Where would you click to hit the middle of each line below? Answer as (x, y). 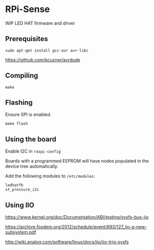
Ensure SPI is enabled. (28, 114)
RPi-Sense (28, 9)
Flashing (19, 102)
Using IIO (20, 205)
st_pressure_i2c (22, 190)
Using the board (31, 139)
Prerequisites (27, 39)
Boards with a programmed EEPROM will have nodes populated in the (77, 161)
